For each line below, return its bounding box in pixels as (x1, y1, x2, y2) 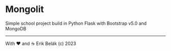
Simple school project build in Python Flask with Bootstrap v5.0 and (5, 20, 147, 26)
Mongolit (5, 4, 44, 15)
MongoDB (5, 25, 26, 31)
